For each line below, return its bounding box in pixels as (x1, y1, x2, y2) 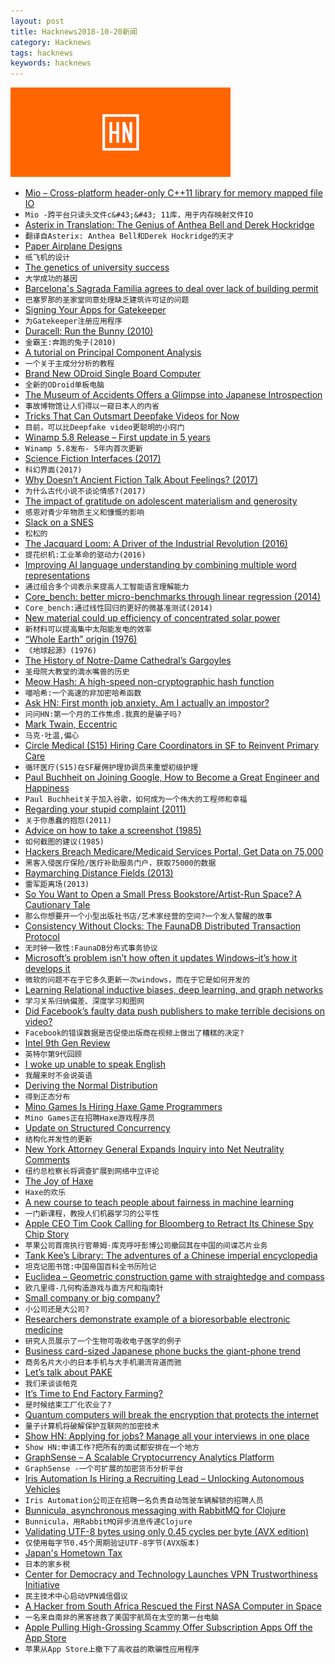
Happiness (24, 782, 70, 794)
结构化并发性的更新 (24, 1135, 93, 1145)
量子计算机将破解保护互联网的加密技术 (24, 1421, 160, 1432)
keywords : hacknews (10, 58, 92, 69)
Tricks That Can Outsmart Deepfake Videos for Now (24, 410, 240, 422)
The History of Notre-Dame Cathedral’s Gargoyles (24, 655, 232, 667)
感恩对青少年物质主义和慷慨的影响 (24, 508, 145, 518)
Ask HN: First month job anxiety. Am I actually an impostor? (24, 697, 270, 709)
